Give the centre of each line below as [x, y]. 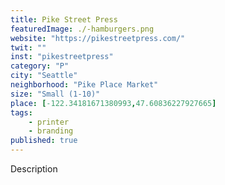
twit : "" [28, 47]
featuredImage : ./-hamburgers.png [82, 29]
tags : [21, 112]
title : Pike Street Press [64, 19]
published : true [44, 141]
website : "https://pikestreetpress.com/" [98, 38]
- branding [51, 131]
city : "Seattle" [44, 76]
